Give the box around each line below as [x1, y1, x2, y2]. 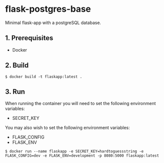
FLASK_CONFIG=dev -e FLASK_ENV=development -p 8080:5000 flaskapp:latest [5, 153, 160, 158]
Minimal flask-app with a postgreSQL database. [5, 20, 102, 26]
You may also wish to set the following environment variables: [5, 125, 130, 131]
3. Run [5, 87, 26, 96]
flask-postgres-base [5, 3, 91, 15]
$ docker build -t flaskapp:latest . [5, 74, 82, 79]
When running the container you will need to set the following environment [5, 101, 156, 107]
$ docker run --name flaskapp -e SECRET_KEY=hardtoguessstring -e [5, 149, 144, 154]
